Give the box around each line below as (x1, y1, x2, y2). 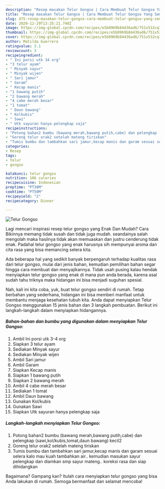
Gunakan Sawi (12, 404, 42, 410)
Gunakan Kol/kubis (12, 398, 51, 405)
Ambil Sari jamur (12, 357, 46, 363)
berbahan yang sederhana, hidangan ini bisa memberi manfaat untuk (5, 291, 145, 297)
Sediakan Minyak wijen (12, 352, 59, 358)
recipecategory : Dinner (5, 198, 54, 204)
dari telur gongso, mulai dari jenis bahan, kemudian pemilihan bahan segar (5, 261, 156, 267)
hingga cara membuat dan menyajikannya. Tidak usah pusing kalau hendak (5, 266, 158, 272)
